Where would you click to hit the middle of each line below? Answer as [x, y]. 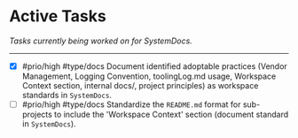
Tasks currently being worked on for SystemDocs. [101, 41]
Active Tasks [58, 16]
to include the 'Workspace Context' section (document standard [172, 115]
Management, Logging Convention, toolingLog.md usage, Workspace [149, 76]
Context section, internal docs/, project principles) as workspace [140, 85]
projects [37, 115]
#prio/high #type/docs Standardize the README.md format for [131, 104]
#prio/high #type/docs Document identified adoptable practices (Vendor [155, 66]
